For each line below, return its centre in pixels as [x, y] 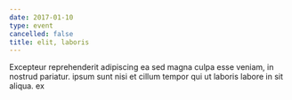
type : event [31, 26]
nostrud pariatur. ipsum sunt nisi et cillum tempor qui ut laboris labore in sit [146, 77]
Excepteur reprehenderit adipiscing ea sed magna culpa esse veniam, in [142, 67]
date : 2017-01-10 [41, 17]
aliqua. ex [27, 86]
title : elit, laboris [49, 42]
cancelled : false [41, 34]
